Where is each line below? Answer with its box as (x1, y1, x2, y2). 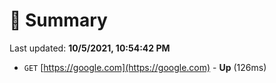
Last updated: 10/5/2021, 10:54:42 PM (9, 42, 171, 54)
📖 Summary (9, 9, 108, 32)
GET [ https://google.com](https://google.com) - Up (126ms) (23, 61, 267, 73)
